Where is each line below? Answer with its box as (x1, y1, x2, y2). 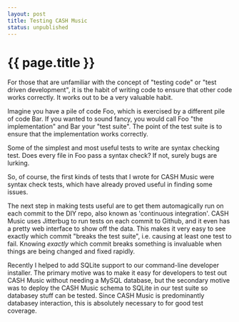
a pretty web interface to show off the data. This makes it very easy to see (7, 224, 226, 233)
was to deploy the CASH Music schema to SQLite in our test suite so (7, 283, 208, 293)
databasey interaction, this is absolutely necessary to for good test (7, 299, 203, 308)
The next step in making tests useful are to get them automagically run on (7, 201, 224, 211)
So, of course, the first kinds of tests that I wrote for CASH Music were (7, 173, 215, 181)
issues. (7, 188, 29, 196)
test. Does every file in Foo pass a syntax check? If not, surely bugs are (7, 151, 218, 160)
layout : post (7, 10, 46, 18)
